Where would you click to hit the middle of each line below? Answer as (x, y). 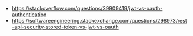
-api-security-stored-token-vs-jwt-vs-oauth (65, 27)
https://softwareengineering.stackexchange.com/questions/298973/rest (99, 21)
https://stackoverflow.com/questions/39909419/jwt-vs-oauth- (87, 8)
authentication (29, 15)
